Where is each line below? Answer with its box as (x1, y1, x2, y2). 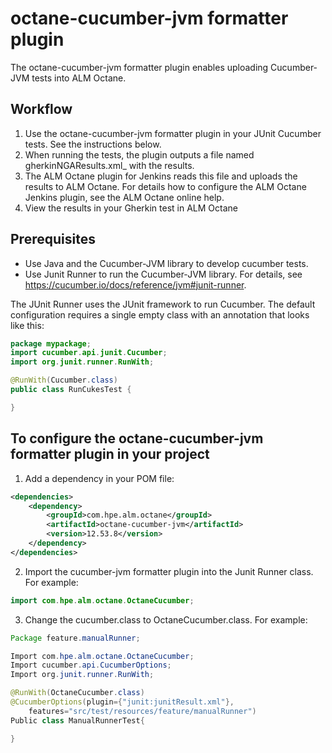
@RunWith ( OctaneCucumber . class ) (10, 688, 145, 698)
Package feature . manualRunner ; (10, 633, 141, 643)
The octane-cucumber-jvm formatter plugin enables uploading (10, 61, 269, 73)
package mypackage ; (10, 338, 92, 349)
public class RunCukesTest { (10, 385, 132, 395)
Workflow (10, 101, 73, 118)
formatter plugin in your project (10, 446, 210, 463)
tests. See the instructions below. (24, 138, 162, 150)
